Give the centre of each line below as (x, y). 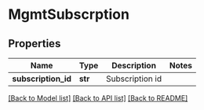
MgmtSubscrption (69, 15)
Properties (35, 44)
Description (134, 66)
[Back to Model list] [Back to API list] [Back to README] (98, 98)
